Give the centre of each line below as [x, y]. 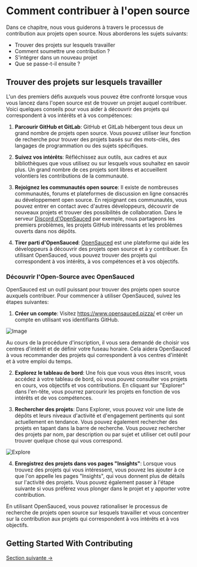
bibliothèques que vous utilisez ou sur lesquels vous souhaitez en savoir [102, 163]
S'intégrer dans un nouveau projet [56, 57]
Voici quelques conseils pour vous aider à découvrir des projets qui [88, 109]
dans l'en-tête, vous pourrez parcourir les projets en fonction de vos [97, 392]
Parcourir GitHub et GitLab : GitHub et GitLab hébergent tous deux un [99, 127]
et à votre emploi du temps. [39, 362]
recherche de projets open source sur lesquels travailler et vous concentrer [98, 513]
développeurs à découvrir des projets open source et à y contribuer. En [101, 248]
